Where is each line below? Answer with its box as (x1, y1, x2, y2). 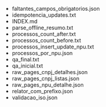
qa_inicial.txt (11, 62, 43, 69)
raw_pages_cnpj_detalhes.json (11, 69, 88, 75)
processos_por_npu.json (11, 50, 73, 56)
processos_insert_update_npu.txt (11, 43, 95, 50)
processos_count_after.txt (11, 30, 76, 38)
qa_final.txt (11, 56, 40, 63)
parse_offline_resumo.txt (11, 24, 74, 31)
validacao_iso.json (11, 94, 58, 101)
